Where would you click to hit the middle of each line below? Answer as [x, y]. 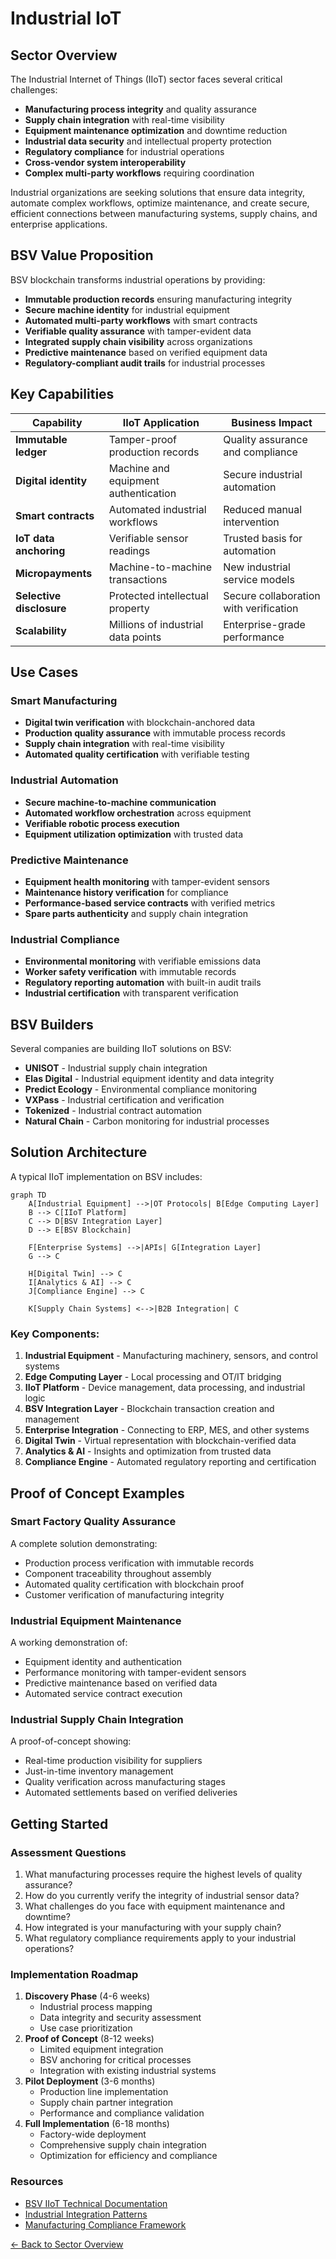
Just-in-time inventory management [99, 1771]
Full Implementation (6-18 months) [97, 2124]
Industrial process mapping [96, 2007]
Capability [57, 422]
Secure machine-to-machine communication [120, 802]
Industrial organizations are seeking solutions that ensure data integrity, [158, 192]
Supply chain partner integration [106, 2103]
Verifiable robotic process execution [102, 823]
